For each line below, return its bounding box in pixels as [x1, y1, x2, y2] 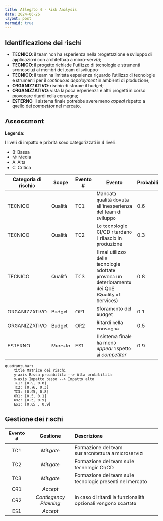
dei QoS [96, 285, 115, 292]
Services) [96, 297, 119, 304]
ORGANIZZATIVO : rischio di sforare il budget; [12, 83, 104, 88]
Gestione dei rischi [5, 415, 63, 423]
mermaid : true [5, 20, 34, 26]
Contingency [35, 494, 65, 501]
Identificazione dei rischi [5, 38, 81, 47]
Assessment [5, 117, 44, 125]
